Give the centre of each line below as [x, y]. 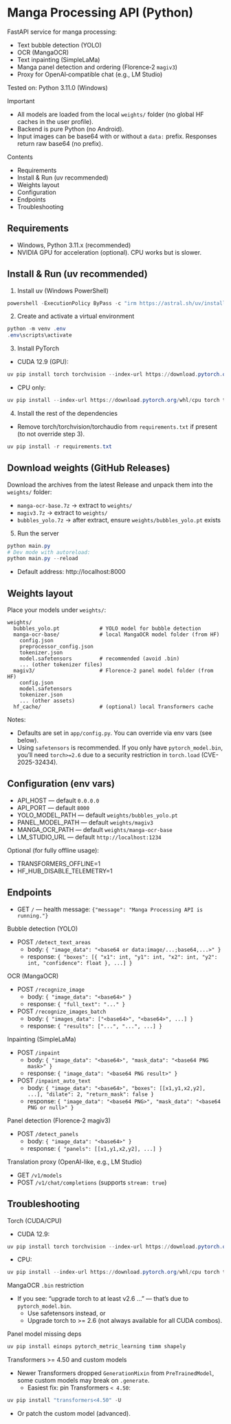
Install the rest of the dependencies [67, 413]
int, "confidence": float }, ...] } [80, 963]
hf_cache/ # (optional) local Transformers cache [113, 707]
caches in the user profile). [55, 121]
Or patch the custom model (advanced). [74, 1413]
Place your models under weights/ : [57, 610]
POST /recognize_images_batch [62, 1011]
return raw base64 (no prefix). [60, 143]
